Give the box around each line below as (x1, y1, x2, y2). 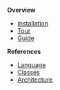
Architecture (17, 75, 53, 84)
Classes (17, 69, 40, 76)
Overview (7, 6, 36, 14)
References (7, 48, 41, 55)
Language (17, 61, 46, 69)
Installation (17, 19, 49, 27)
